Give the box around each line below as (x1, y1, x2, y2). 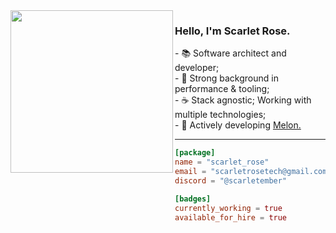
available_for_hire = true (174, 212, 288, 223)
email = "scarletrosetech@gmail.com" (174, 167, 332, 177)
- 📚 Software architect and (174, 47, 287, 59)
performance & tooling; (174, 83, 270, 95)
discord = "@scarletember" (174, 175, 288, 186)
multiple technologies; (174, 109, 267, 121)
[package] (174, 148, 216, 158)
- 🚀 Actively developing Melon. (174, 119, 302, 131)
